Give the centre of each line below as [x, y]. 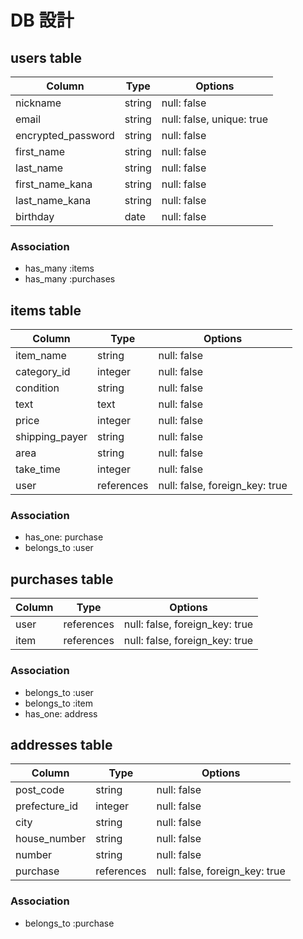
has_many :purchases [70, 279]
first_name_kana [54, 184]
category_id [43, 372]
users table [46, 57]
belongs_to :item [59, 703]
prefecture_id [47, 806]
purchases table [62, 579]
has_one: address [61, 713]
